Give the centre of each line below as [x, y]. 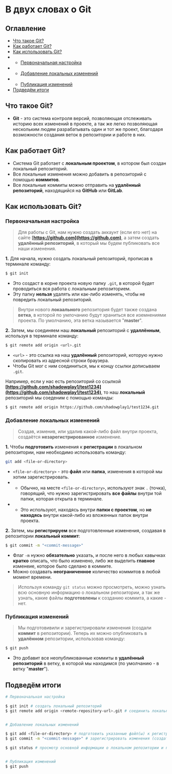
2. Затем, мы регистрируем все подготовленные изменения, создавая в [86, 531]
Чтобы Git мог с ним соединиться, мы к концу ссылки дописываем [86, 366]
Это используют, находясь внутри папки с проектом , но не [86, 510]
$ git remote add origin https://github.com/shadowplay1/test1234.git [82, 407]
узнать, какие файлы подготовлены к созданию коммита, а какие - [92, 598]
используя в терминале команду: [42, 336]
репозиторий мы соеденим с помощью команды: [60, 398]
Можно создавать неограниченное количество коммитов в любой [86, 571]
